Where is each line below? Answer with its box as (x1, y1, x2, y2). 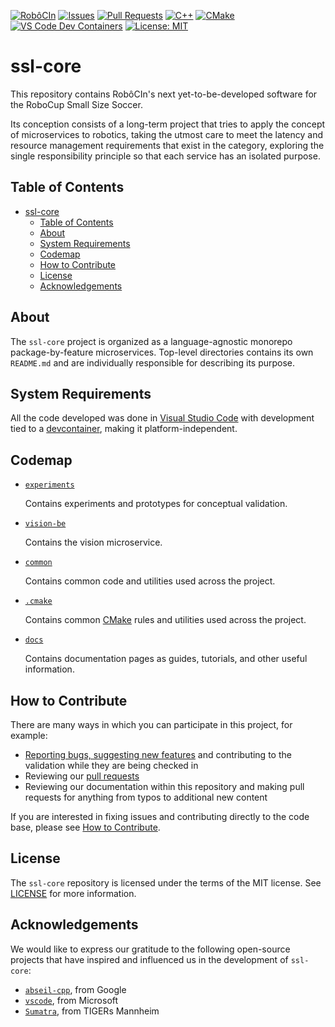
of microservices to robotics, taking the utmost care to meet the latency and (10, 128, 323, 140)
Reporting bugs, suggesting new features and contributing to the (24, 749, 292, 760)
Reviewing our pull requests (24, 770, 140, 782)
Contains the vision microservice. (24, 536, 163, 549)
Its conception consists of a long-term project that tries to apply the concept (10, 118, 326, 130)
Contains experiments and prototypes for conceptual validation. (24, 498, 288, 510)
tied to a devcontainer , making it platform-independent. (10, 423, 238, 435)
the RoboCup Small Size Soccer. (10, 98, 143, 110)
